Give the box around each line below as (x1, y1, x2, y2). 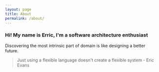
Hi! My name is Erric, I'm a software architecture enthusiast (5, 32, 148, 38)
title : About (5, 12, 32, 16)
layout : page (5, 7, 32, 12)
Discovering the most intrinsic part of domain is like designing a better (5, 43, 146, 48)
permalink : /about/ (5, 16, 45, 21)
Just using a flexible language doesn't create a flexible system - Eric (17, 57, 154, 63)
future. (5, 48, 18, 53)
